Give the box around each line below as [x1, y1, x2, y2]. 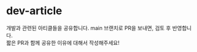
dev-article [6, 4, 63, 18]
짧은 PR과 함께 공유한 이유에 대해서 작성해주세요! [6, 39, 120, 46]
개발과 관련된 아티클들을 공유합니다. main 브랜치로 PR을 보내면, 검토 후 [6, 24, 171, 31]
